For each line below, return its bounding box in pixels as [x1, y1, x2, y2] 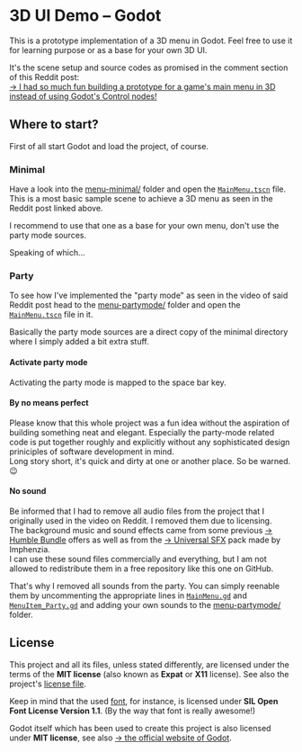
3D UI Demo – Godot [9, 5, 162, 26]
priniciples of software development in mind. [9, 446, 175, 457]
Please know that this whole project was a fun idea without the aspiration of [9, 417, 290, 428]
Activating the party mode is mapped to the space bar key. [9, 377, 226, 388]
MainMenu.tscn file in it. [9, 309, 93, 320]
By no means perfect [9, 398, 89, 408]
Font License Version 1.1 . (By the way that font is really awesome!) [9, 705, 256, 716]
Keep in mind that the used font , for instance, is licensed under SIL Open [9, 695, 279, 706]
